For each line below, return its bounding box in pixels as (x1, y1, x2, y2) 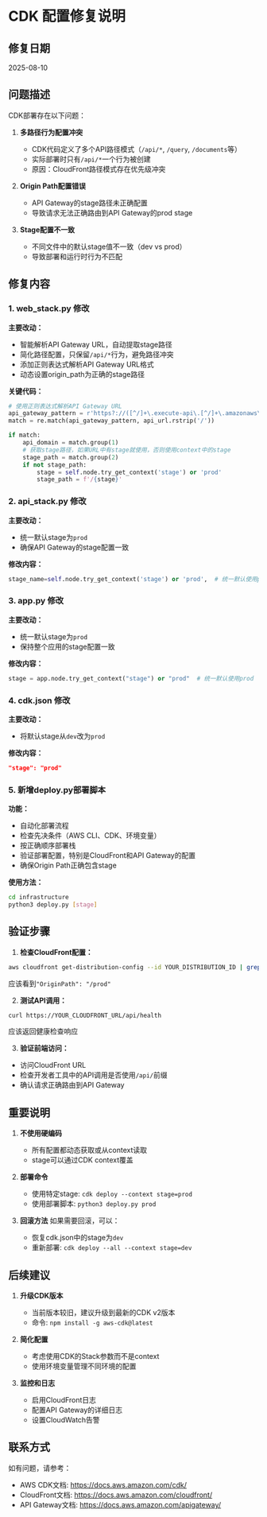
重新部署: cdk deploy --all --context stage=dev (31, 1243, 192, 1252)
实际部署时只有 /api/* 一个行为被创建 (31, 154, 151, 164)
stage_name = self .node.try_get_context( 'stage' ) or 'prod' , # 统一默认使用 (8, 575, 257, 583)
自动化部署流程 (19, 821, 69, 831)
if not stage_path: (22, 460, 87, 469)
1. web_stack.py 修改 (8, 303, 90, 314)
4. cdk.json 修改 (8, 695, 71, 706)
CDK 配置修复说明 (8, 7, 126, 25)
